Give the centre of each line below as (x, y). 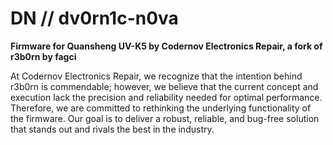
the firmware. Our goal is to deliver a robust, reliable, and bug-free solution (165, 118)
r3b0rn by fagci (43, 56)
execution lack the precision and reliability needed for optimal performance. (166, 97)
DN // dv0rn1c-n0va (94, 18)
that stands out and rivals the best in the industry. (112, 129)
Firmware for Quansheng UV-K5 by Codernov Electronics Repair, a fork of (166, 46)
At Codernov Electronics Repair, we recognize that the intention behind (156, 76)
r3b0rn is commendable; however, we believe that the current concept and (164, 86)
